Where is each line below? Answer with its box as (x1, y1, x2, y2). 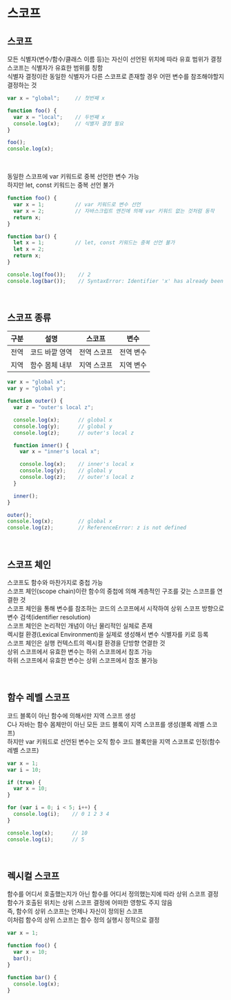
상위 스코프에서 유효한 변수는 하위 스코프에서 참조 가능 (7, 648, 153, 655)
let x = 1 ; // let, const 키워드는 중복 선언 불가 (13, 239, 175, 246)
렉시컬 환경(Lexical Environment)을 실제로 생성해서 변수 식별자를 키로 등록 (7, 630, 209, 638)
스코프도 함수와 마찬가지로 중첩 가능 (7, 579, 103, 586)
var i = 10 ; (7, 766, 41, 773)
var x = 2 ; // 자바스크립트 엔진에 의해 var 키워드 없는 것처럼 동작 (13, 208, 215, 215)
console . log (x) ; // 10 (7, 829, 88, 837)
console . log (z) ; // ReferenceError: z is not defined (7, 525, 187, 531)
